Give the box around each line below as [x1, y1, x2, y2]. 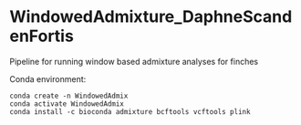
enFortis [9, 26, 75, 47]
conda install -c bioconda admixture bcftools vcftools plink [9, 107, 251, 116]
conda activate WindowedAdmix [9, 99, 125, 109]
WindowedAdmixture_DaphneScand [9, 6, 293, 27]
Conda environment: [9, 73, 87, 84]
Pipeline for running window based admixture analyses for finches [9, 56, 258, 67]
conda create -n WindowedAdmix [9, 91, 129, 100]
